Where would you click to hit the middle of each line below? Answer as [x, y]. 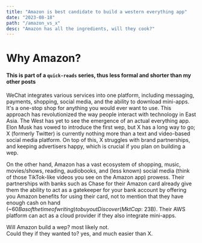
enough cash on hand [33, 203]
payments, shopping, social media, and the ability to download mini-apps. [98, 101]
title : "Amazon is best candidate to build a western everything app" [97, 12]
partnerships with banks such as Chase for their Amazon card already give [99, 183]
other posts [21, 82]
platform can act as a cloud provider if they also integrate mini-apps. [91, 215]
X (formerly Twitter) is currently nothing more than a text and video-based [98, 134]
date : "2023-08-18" [31, 17]
